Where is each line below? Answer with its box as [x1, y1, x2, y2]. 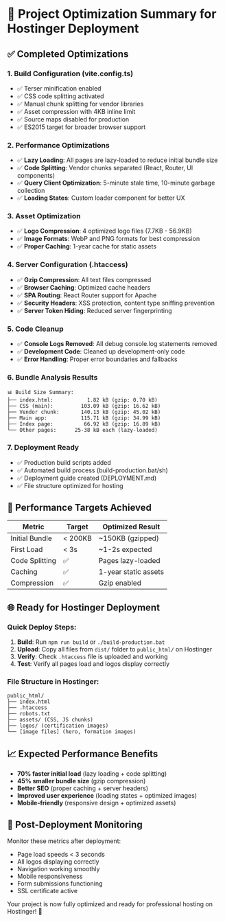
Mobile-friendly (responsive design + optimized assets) [16, 799, 176, 807]
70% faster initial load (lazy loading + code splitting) [16, 770, 167, 778]
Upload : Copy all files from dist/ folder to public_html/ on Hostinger [16, 645, 213, 654]
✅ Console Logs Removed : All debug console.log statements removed [16, 340, 217, 348]
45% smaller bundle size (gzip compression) [16, 777, 146, 785]
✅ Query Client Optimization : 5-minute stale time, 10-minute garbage [16, 178, 215, 187]
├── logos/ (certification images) [7, 722, 109, 730]
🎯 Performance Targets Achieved [7, 502, 152, 514]
